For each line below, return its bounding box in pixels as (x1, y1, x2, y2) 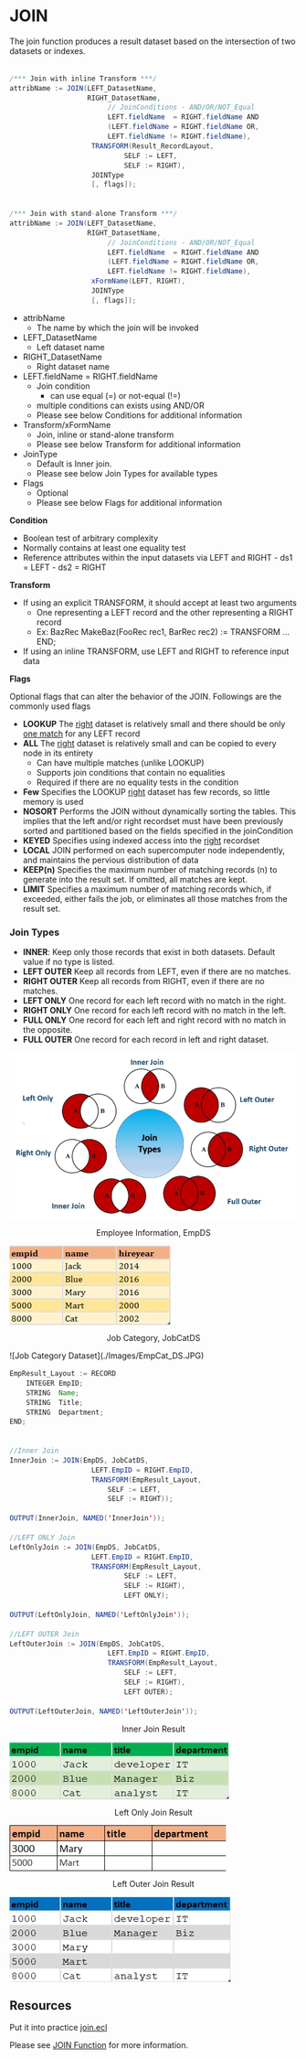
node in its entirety (22, 747, 94, 758)
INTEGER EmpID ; (26, 1378, 84, 1388)
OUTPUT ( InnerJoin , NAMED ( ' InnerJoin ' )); (9, 1514, 166, 1523)
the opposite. (22, 1024, 73, 1035)
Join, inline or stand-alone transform (36, 429, 174, 440)
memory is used (22, 796, 84, 807)
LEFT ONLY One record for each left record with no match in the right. (22, 995, 287, 1006)
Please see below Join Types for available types (36, 467, 218, 478)
